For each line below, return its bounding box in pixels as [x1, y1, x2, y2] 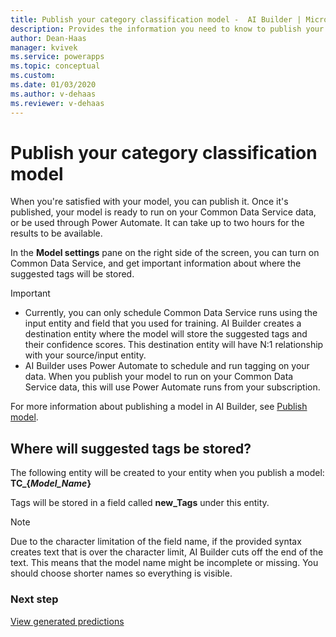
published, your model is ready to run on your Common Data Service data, [10, 206, 317, 218]
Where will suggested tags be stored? [10, 440, 252, 457]
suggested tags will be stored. [10, 268, 135, 280]
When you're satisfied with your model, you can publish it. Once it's [10, 196, 289, 208]
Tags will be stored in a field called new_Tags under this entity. [10, 497, 270, 509]
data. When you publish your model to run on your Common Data [24, 371, 294, 383]
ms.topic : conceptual [10, 61, 101, 71]
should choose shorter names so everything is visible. [10, 567, 233, 580]
